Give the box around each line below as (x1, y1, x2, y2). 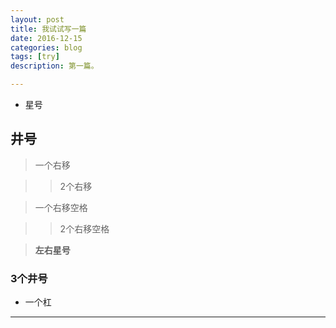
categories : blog (10, 42, 83, 53)
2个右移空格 (59, 222, 110, 235)
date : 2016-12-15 (10, 33, 83, 43)
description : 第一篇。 (10, 61, 99, 71)
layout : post (10, 14, 65, 25)
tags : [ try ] (10, 52, 60, 62)
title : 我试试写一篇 (10, 24, 87, 34)
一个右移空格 (34, 201, 88, 213)
